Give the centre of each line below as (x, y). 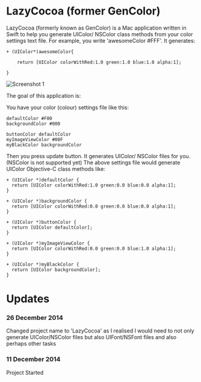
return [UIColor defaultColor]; (52, 228)
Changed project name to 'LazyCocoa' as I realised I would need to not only (100, 331)
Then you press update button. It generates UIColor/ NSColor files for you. (98, 156)
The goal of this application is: (44, 95)
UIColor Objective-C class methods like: (56, 169)
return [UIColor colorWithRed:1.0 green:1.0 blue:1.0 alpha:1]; (99, 62)
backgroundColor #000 (33, 124)
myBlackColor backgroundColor (44, 145)
